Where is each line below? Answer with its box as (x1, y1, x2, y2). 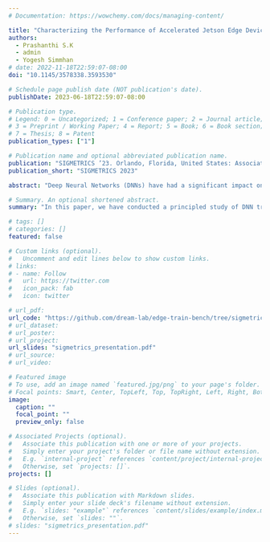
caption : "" (15, 403, 56, 411)
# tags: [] (8, 218, 45, 226)
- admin (15, 49, 42, 57)
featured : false (8, 233, 63, 241)
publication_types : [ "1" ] (8, 137, 95, 145)
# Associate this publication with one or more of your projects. (8, 440, 243, 448)
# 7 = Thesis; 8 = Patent (8, 130, 95, 138)
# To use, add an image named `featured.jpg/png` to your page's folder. (8, 381, 261, 389)
